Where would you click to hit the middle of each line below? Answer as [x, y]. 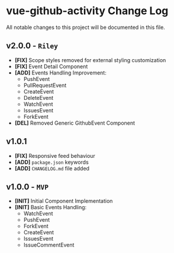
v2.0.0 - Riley [32, 46]
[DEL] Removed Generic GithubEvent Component [75, 123]
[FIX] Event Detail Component [51, 66]
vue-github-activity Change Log [87, 11]
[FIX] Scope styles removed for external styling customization [90, 60]
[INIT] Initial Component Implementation [64, 201]
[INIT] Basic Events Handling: [51, 207]
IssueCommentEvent [49, 245]
